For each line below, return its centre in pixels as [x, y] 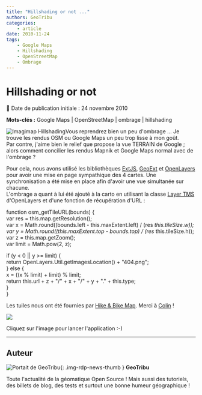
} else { [15, 268]
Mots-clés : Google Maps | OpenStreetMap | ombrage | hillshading [89, 120]
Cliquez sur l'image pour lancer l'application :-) [65, 328]
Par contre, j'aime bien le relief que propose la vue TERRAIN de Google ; [96, 144]
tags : [13, 40]
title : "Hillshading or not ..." [48, 12]
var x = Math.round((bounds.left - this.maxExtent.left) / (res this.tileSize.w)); [100, 225]
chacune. [18, 188]
